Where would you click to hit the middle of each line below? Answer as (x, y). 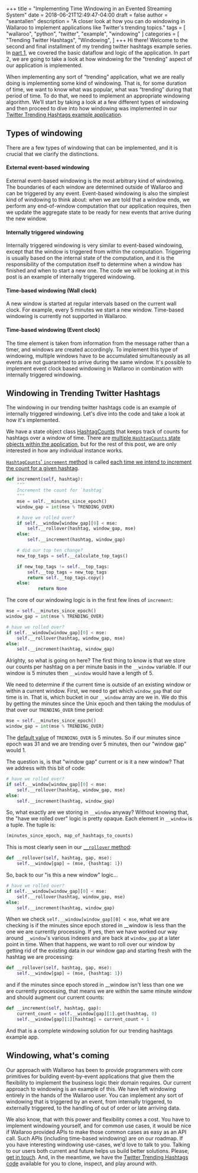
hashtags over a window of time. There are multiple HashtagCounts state (93, 438)
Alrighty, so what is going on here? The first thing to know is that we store (96, 661)
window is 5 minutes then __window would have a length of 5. (80, 673)
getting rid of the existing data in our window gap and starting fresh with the (99, 951)
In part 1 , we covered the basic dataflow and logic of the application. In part (98, 53)
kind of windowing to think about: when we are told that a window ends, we (98, 200)
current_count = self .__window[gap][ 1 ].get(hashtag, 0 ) (87, 1014)
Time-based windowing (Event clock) (53, 330)
